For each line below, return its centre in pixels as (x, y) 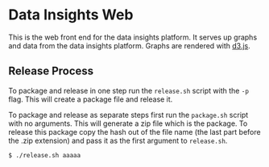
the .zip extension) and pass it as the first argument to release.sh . (118, 140)
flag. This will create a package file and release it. (91, 99)
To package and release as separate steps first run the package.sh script (128, 115)
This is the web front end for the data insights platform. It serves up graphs (133, 37)
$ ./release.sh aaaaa (45, 155)
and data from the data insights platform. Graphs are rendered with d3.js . (130, 45)
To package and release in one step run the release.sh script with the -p (129, 90)
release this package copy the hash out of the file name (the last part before (134, 132)
